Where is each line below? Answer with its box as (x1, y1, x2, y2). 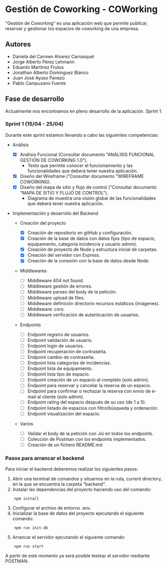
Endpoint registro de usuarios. (27, 331, 90, 337)
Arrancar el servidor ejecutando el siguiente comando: (12, 534, 125, 540)
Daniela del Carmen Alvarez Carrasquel (12, 53, 94, 59)
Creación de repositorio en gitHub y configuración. (27, 230, 133, 236)
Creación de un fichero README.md (27, 441, 103, 448)
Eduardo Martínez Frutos (12, 64, 64, 70)
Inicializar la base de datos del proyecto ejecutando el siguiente (12, 510, 144, 516)
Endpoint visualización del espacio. (27, 411, 100, 417)
